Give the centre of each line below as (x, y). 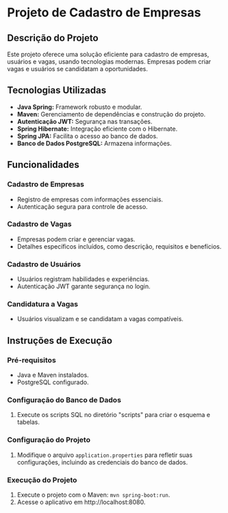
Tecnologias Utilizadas (57, 90)
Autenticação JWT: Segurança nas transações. (85, 121)
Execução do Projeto (42, 479)
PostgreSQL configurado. (53, 382)
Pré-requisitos (31, 360)
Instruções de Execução (60, 340)
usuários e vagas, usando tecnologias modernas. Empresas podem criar (109, 62)
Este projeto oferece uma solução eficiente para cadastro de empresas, (108, 54)
